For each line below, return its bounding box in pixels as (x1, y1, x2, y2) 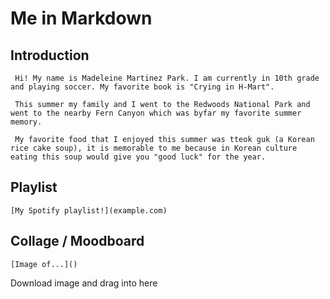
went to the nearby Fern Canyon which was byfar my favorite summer (10, 108, 302, 118)
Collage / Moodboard (10, 233, 145, 250)
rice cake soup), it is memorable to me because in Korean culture (10, 143, 298, 153)
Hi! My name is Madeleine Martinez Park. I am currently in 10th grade (14, 73, 320, 83)
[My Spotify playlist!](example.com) (10, 205, 168, 216)
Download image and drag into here (10, 277, 158, 289)
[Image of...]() (10, 259, 78, 269)
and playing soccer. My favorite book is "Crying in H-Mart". (10, 82, 275, 92)
